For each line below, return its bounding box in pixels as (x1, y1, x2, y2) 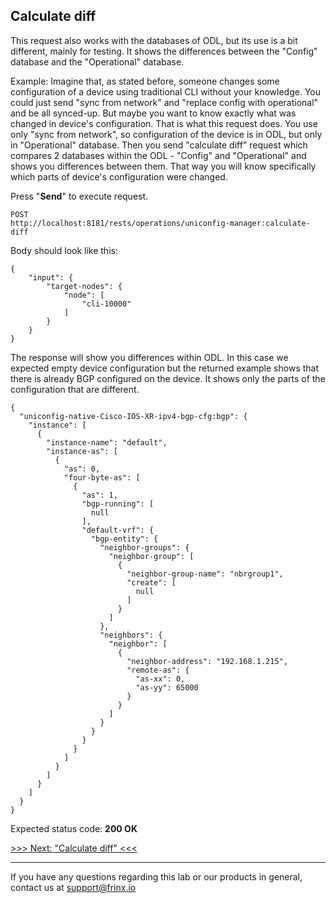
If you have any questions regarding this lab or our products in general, (10, 870, 303, 883)
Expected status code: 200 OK (10, 822, 138, 834)
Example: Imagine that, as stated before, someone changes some (10, 75, 280, 87)
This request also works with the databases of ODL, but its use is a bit (10, 34, 298, 46)
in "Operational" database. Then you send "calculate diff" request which (10, 139, 308, 151)
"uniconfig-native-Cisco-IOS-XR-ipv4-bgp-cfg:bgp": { (19, 411, 248, 421)
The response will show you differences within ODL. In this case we (10, 351, 289, 363)
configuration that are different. (10, 383, 140, 395)
